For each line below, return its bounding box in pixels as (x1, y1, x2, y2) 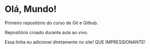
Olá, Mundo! (4, 3, 57, 15)
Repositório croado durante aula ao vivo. (4, 29, 88, 35)
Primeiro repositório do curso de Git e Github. (4, 20, 98, 26)
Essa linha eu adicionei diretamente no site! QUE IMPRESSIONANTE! (4, 39, 145, 45)
